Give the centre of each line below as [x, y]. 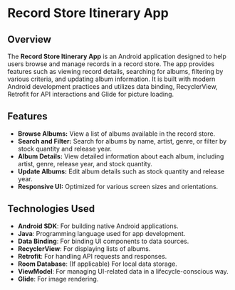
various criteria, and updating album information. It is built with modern [111, 79]
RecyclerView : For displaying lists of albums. [84, 248]
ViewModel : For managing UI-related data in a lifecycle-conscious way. [123, 271]
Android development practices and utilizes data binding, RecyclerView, [113, 86]
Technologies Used [51, 209]
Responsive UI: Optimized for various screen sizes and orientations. [118, 186]
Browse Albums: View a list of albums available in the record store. [116, 134]
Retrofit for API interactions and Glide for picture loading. [91, 94]
